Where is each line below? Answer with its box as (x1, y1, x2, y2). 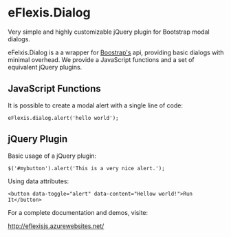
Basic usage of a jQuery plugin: (8, 152, 97, 160)
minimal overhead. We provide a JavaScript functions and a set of (8, 55, 195, 63)
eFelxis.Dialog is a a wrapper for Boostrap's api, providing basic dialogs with (8, 48, 224, 56)
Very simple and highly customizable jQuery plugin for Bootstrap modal (8, 28, 210, 36)
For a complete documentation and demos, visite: (8, 208, 148, 216)
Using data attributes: (8, 177, 69, 185)
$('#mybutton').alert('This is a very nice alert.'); (8, 165, 166, 172)
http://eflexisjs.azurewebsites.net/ (8, 222, 104, 230)
